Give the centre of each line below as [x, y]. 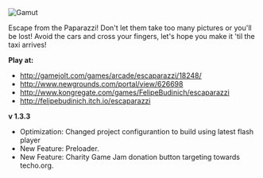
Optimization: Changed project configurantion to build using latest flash [137, 132]
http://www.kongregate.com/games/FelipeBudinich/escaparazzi [125, 92]
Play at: [21, 60]
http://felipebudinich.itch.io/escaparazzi [85, 101]
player [30, 140]
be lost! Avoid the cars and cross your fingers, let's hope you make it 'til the [132, 36]
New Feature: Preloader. [59, 149]
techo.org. [37, 165]
